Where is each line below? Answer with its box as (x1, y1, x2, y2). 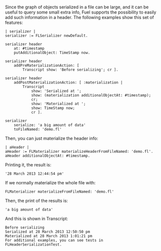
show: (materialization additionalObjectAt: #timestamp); (31, 93, 151, 98)
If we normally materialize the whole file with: (5, 180, 96, 185)
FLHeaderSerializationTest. (5, 242, 62, 247)
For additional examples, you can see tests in (5, 238, 104, 243)
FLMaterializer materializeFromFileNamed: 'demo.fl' (5, 189, 114, 194)
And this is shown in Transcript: (5, 216, 68, 221)
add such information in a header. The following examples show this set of (5, 15, 154, 20)
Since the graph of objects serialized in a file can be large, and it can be (5, 4, 149, 10)
